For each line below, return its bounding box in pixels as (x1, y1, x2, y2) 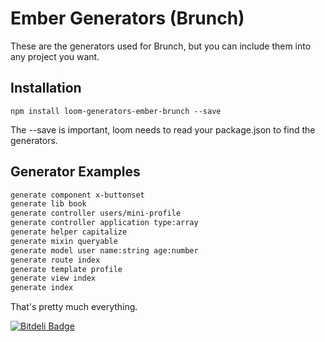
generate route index (10, 255, 101, 265)
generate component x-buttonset (10, 190, 145, 200)
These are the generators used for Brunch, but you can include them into (10, 40, 312, 52)
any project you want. (10, 50, 100, 62)
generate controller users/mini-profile (10, 208, 182, 219)
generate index (10, 283, 74, 293)
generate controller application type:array (10, 218, 199, 228)
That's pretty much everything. (10, 301, 138, 313)
